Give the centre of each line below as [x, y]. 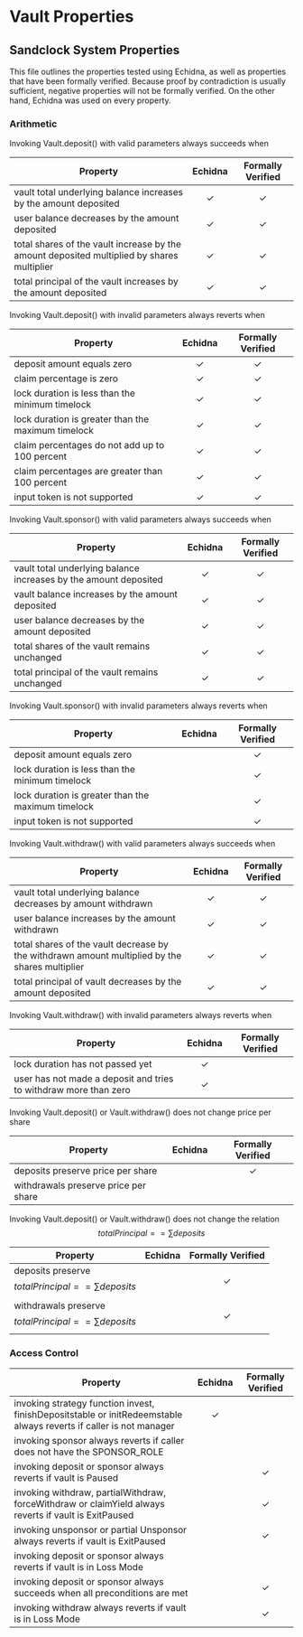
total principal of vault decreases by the [98, 982]
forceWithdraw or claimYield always [89, 1503]
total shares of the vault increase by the [98, 244]
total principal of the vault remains [86, 672]
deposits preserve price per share [86, 1171]
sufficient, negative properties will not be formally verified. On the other [142, 91]
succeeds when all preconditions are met [101, 1593]
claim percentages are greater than [88, 472]
